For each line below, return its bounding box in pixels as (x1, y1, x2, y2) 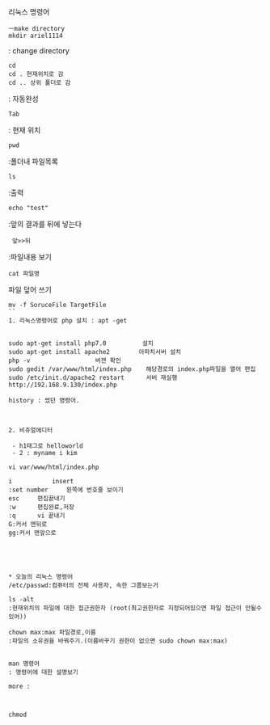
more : (8, 682, 31, 690)
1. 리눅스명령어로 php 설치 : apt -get (8, 317, 128, 325)
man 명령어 (8, 660, 40, 668)
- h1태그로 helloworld (11, 442, 83, 450)
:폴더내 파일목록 (8, 157, 59, 166)
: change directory (8, 46, 70, 55)
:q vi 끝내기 (8, 512, 65, 520)
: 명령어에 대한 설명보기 (8, 668, 79, 677)
